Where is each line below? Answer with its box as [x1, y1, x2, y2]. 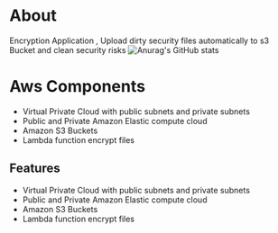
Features [9, 161, 60, 176]
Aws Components [9, 76, 146, 97]
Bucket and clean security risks [9, 44, 126, 55]
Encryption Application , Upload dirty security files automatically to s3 [9, 35, 269, 46]
